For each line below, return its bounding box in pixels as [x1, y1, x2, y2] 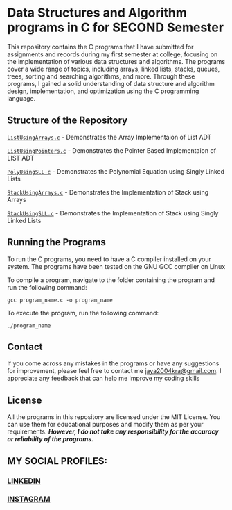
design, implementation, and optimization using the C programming [7, 87, 199, 95]
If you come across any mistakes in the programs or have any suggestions [7, 359, 220, 368]
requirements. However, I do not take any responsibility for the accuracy [7, 427, 220, 436]
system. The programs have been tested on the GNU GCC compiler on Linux [7, 262, 226, 270]
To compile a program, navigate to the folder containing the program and [7, 276, 215, 284]
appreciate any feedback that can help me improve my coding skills [7, 374, 200, 383]
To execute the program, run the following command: [7, 309, 159, 317]
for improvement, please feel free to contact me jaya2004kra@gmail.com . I [7, 367, 222, 375]
